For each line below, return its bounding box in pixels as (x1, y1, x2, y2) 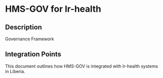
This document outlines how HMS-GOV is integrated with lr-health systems (5, 63, 158, 69)
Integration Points (5, 50, 62, 58)
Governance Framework (5, 36, 54, 42)
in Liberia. (5, 68, 26, 74)
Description (5, 23, 42, 31)
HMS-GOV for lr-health (5, 3, 101, 15)
